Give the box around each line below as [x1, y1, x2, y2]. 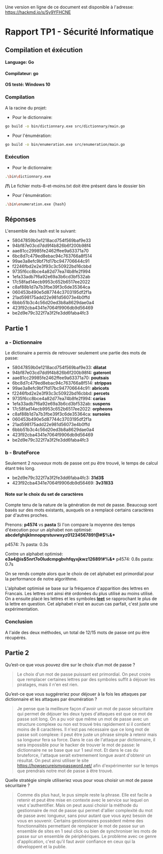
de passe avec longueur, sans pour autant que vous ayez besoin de [17, 813, 153, 818]
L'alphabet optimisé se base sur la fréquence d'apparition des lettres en [5, 585, 149, 591]
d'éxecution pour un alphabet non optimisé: [5, 527, 92, 533]
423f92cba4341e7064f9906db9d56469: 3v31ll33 [12, 480, 113, 486]
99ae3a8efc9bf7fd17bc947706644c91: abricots [12, 385, 109, 391]
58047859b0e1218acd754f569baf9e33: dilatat [12, 364, 107, 370]
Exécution [5, 154, 30, 160]
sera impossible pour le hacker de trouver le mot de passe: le [17, 742, 140, 748]
